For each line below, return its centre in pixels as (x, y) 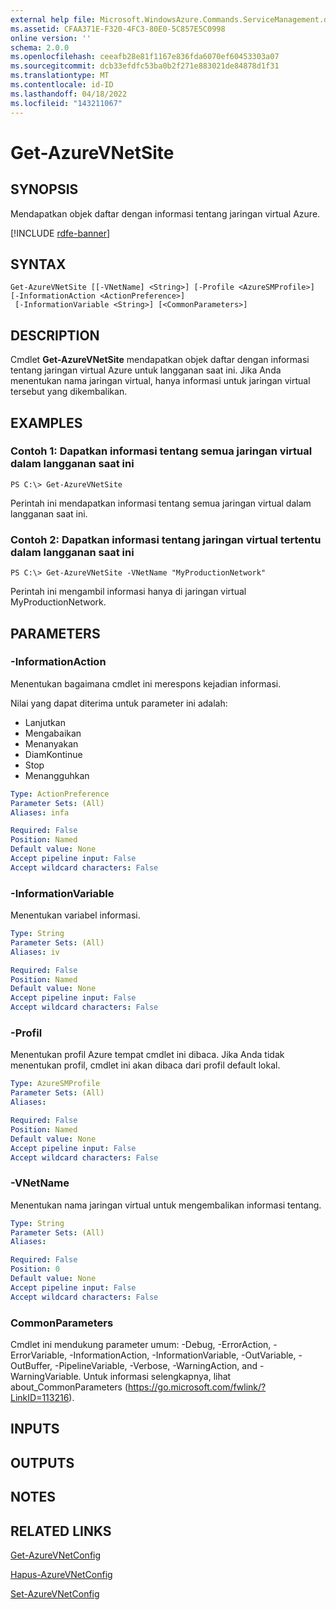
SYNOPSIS (44, 189)
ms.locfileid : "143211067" (66, 103)
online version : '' (51, 38)
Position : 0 (35, 1269)
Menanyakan (51, 743)
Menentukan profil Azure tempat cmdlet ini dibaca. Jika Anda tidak (147, 1055)
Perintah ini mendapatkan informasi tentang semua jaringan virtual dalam (161, 503)
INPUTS (35, 1429)
